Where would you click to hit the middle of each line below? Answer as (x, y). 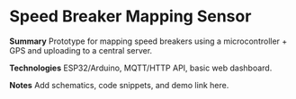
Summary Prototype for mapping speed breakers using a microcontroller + (148, 41)
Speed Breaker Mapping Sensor (130, 16)
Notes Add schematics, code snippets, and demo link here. (119, 85)
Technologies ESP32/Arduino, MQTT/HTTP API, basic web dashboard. (141, 68)
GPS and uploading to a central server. (81, 50)
